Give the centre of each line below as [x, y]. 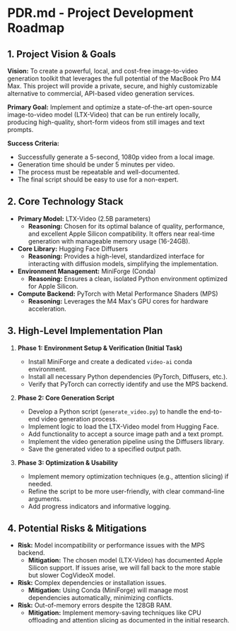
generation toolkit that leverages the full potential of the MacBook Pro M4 [114, 78]
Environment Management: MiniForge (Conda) [87, 271]
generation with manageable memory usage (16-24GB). [109, 241]
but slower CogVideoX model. [71, 575]
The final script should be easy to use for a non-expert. [98, 179]
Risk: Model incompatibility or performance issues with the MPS [111, 546]
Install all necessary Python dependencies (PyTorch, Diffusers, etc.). [128, 376]
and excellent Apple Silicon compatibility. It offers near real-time [122, 234]
